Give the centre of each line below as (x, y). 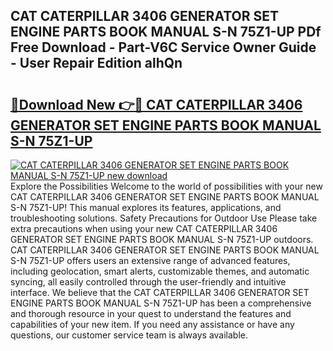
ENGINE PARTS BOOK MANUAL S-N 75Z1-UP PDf (166, 32)
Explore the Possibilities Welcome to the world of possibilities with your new (166, 186)
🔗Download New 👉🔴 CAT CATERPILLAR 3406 (156, 104)
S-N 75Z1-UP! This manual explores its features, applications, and (146, 207)
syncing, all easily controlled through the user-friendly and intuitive (148, 282)
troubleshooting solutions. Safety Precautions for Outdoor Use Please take (164, 218)
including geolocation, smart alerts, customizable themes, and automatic (160, 271)
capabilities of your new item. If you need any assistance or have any (152, 324)
